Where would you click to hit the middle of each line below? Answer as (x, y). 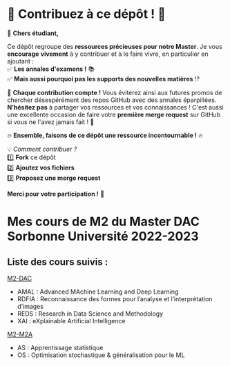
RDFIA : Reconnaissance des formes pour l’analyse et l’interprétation (115, 298)
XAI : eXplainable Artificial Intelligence (71, 321)
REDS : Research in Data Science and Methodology (90, 314)
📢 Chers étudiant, (33, 33)
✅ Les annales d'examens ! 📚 (51, 69)
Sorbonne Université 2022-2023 (103, 236)
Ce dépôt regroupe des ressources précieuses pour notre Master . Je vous (115, 46)
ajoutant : (21, 61)
